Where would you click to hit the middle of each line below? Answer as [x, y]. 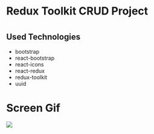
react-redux [30, 71]
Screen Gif [33, 108]
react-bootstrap [35, 58]
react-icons [29, 64]
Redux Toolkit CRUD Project [77, 11]
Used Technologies [43, 37]
